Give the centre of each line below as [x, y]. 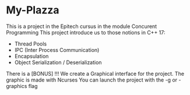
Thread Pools [31, 44]
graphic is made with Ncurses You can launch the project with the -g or [92, 80]
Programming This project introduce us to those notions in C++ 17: [86, 32]
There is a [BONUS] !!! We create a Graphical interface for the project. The [95, 73]
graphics [17, 86]
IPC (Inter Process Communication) [57, 50]
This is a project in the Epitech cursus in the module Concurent [82, 26]
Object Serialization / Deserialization [58, 62]
